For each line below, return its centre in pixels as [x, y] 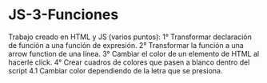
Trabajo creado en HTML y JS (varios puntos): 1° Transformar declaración [130, 37]
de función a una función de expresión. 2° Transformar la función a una [126, 45]
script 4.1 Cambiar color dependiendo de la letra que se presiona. [116, 70]
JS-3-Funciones [64, 15]
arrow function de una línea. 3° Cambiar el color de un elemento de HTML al [134, 53]
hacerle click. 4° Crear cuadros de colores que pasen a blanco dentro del [129, 62]
